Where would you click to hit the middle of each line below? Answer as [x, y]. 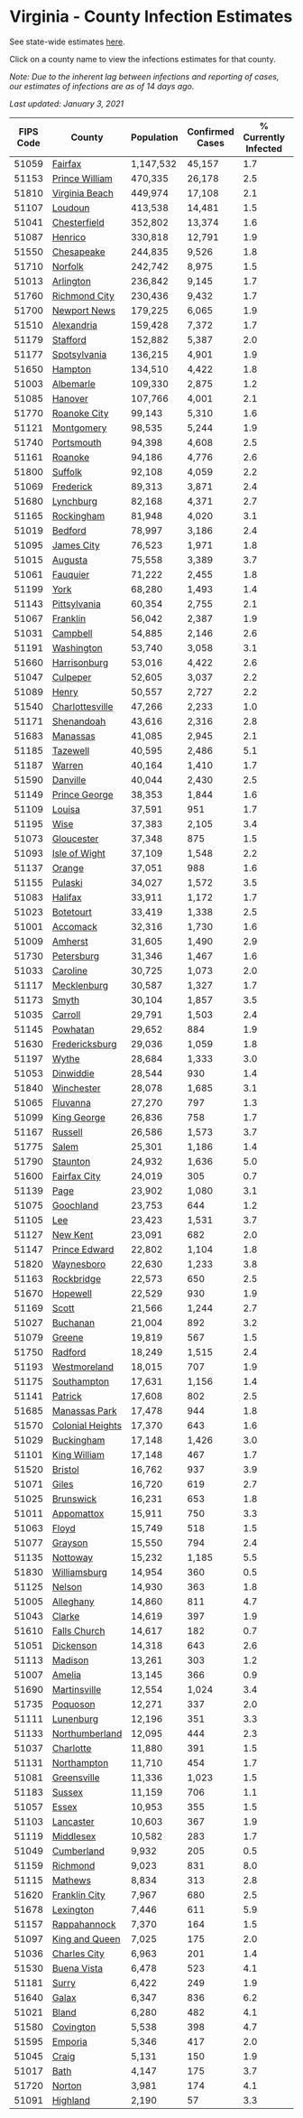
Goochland [75, 1205]
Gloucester [75, 839]
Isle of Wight [79, 853]
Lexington [73, 1909]
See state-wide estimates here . [67, 42]
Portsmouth [77, 442]
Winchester [76, 1088]
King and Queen [86, 1938]
